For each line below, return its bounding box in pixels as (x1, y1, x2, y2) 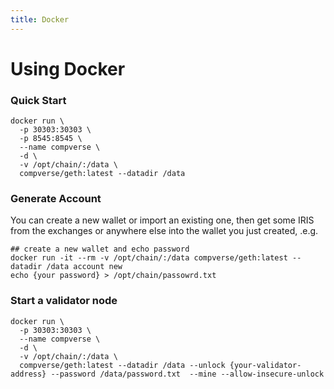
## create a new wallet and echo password (10, 244, 190, 255)
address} (10, 369, 47, 379)
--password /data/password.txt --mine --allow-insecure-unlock (50, 369, 325, 379)
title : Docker (10, 14, 70, 25)
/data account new (46, 262, 123, 272)
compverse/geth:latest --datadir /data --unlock (19, 360, 226, 370)
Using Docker (10, 57, 126, 80)
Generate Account (10, 192, 102, 206)
